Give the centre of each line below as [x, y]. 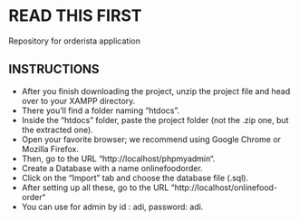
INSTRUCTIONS [54, 69]
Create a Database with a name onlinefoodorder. [112, 168]
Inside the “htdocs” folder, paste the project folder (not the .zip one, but [155, 120]
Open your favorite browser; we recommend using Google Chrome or [151, 139]
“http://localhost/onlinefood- [224, 187]
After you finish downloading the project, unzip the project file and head [156, 91]
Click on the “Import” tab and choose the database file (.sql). [135, 178]
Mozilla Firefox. [50, 149]
